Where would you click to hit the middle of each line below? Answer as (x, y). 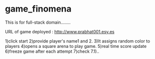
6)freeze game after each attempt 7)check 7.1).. (52, 51)
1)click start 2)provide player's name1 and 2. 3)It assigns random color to (77, 41)
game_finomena (38, 9)
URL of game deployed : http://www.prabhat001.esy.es (60, 31)
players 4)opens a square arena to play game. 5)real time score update (76, 46)
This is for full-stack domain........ (38, 22)
